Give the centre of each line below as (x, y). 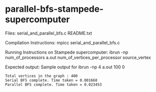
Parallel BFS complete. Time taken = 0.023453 (53, 85)
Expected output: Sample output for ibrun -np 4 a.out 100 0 (65, 67)
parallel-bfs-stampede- (54, 9)
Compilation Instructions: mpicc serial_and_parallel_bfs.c (63, 42)
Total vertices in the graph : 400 (41, 76)
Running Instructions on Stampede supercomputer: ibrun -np (67, 52)
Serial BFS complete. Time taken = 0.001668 (51, 80)
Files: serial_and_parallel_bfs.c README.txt (49, 33)
